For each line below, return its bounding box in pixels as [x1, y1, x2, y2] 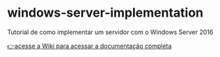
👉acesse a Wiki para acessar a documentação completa [7, 42, 172, 50]
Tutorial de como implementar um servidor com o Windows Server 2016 [7, 28, 214, 36]
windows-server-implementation [7, 5, 204, 21]
